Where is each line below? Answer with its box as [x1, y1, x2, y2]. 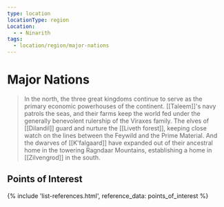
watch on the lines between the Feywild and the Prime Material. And [23, 131, 218, 139]
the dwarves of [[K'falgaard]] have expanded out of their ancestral [23, 139, 214, 147]
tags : [7, 36, 23, 43]
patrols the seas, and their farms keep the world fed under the [23, 109, 201, 117]
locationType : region [7, 17, 70, 23]
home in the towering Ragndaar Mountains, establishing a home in [23, 146, 212, 154]
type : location [7, 10, 51, 17]
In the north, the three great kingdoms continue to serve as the [23, 95, 203, 103]
